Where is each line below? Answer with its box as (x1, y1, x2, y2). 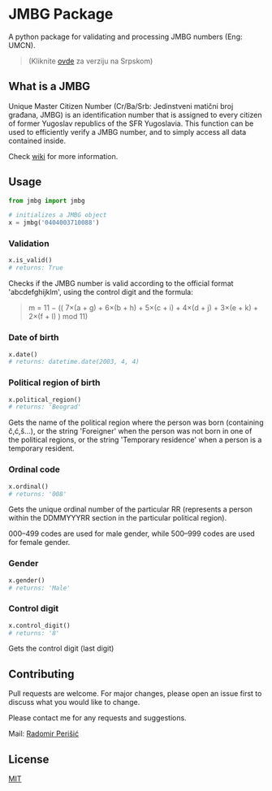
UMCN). (8, 40, 36, 50)
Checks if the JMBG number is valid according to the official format (8, 279, 234, 288)
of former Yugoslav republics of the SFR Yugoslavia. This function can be (8, 119, 254, 128)
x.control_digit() (8, 621, 71, 629)
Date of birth (8, 332, 59, 344)
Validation (8, 238, 50, 249)
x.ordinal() (8, 482, 49, 491)
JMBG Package (8, 5, 114, 24)
